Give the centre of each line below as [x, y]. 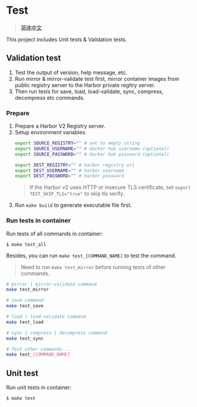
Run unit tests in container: [39, 387]
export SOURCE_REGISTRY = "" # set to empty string [77, 143]
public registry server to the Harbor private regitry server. [85, 85]
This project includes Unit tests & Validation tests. [67, 39]
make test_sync [25, 338]
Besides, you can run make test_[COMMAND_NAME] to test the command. [91, 255]
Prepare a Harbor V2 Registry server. [60, 126]
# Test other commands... [38, 349]
